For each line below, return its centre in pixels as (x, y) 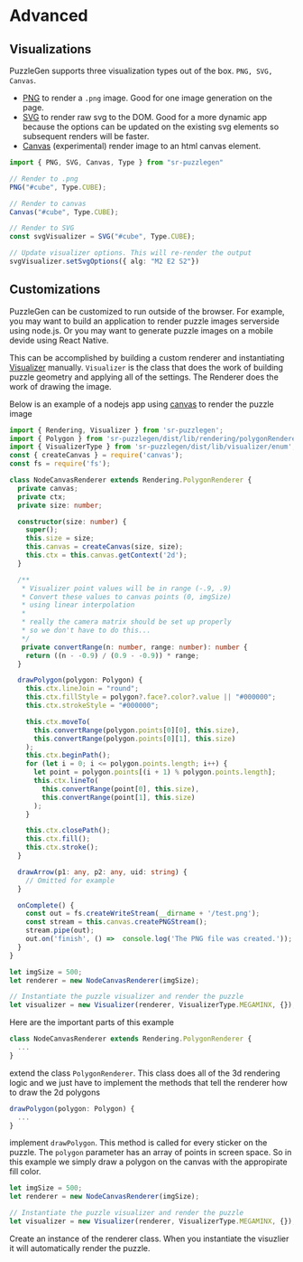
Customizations (55, 290)
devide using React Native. (59, 340)
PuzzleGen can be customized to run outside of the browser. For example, (147, 311)
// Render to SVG (42, 228)
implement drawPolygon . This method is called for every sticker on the (138, 1143)
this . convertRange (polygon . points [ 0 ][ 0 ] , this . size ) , (137, 730)
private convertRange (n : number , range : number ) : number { (134, 647)
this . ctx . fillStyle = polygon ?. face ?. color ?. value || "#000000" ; (151, 697)
